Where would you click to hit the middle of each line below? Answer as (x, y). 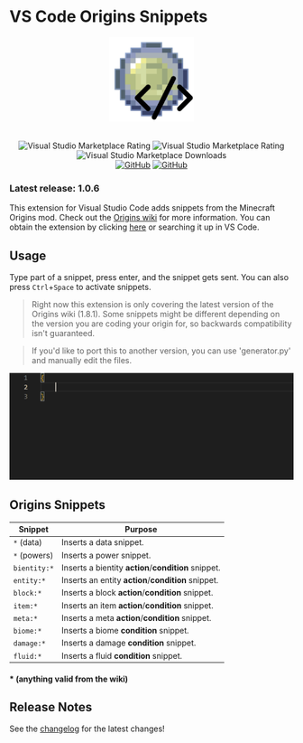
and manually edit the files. (82, 361)
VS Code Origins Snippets (109, 17)
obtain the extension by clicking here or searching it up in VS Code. (134, 227)
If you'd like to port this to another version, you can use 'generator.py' (161, 351)
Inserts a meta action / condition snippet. (137, 617)
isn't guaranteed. (63, 334)
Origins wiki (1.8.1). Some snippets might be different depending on (156, 315)
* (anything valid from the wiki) (69, 679)
